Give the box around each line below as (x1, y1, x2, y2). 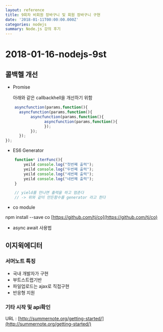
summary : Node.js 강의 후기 (5, 27, 61, 32)
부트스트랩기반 (12, 277, 42, 283)
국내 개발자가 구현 (12, 270, 49, 276)
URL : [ (5, 316, 20, 322)
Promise (12, 84, 31, 90)
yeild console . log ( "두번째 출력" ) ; (24, 167, 94, 172)
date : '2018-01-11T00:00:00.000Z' (5, 17, 79, 22)
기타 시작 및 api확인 (5, 303, 51, 311)
